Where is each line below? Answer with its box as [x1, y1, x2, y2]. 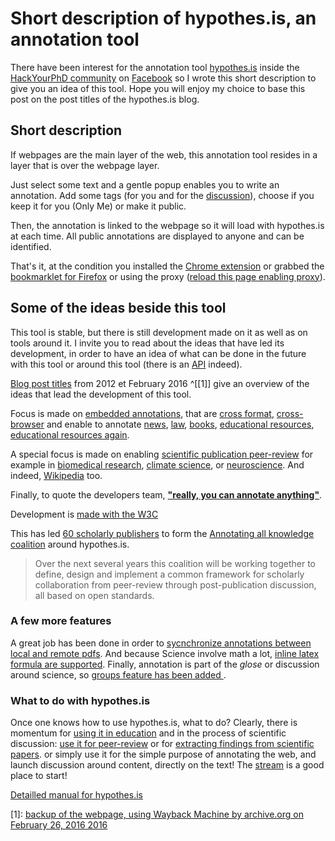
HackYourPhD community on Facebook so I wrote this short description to [10, 72, 317, 84]
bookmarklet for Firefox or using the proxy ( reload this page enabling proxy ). [10, 270, 326, 282]
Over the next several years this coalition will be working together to [34, 557, 316, 569]
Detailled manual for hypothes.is [10, 789, 143, 801]
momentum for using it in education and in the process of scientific [10, 727, 287, 739]
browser [10, 418, 45, 430]
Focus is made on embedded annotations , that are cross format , [10, 407, 275, 419]
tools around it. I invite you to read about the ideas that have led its [10, 337, 285, 349]
